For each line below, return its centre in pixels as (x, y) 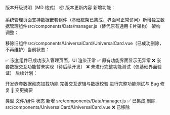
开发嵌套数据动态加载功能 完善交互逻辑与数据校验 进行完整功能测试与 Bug (82, 84)
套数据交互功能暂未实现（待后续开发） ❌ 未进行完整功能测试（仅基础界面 (81, 67)
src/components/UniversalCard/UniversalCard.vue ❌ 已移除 (68, 107)
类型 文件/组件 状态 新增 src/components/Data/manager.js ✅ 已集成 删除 (80, 101)
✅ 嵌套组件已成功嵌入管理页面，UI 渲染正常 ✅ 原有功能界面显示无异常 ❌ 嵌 (83, 60)
